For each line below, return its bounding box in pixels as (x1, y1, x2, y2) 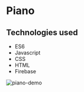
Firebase (14, 68, 37, 74)
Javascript (14, 49, 41, 56)
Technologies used (6, 28, 78, 38)
